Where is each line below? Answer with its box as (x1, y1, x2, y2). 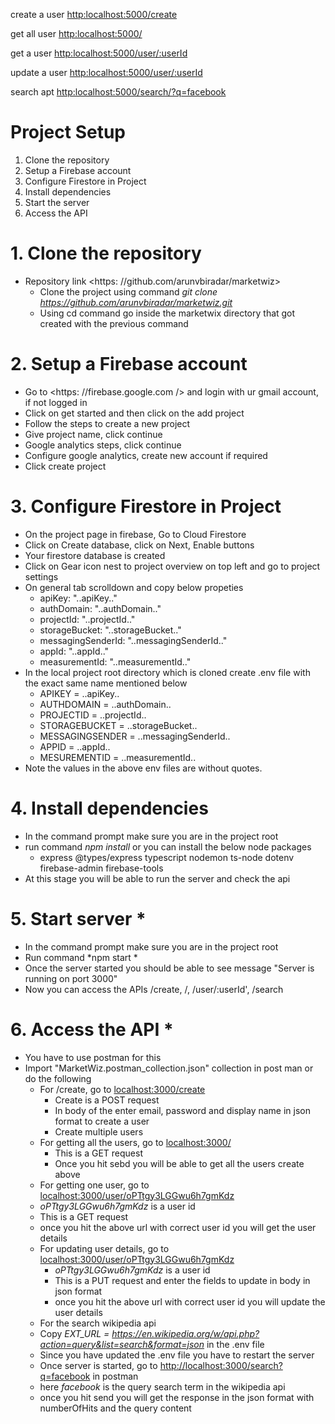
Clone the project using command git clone (39, 285, 218, 298)
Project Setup (10, 121, 127, 144)
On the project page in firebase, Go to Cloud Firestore (24, 528, 247, 540)
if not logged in (24, 396, 88, 408)
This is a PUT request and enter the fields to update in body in (54, 1274, 311, 1286)
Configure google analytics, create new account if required (24, 449, 268, 461)
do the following (24, 1072, 92, 1084)
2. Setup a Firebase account (10, 353, 248, 376)
